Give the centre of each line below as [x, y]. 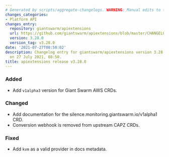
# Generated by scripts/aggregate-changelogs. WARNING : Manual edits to [83, 10]
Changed [17, 103]
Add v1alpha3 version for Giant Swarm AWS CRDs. [65, 90]
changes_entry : [21, 24]
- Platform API [21, 19]
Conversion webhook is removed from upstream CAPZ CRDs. [76, 125]
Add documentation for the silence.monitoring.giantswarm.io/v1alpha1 [85, 114]
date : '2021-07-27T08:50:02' [36, 47]
